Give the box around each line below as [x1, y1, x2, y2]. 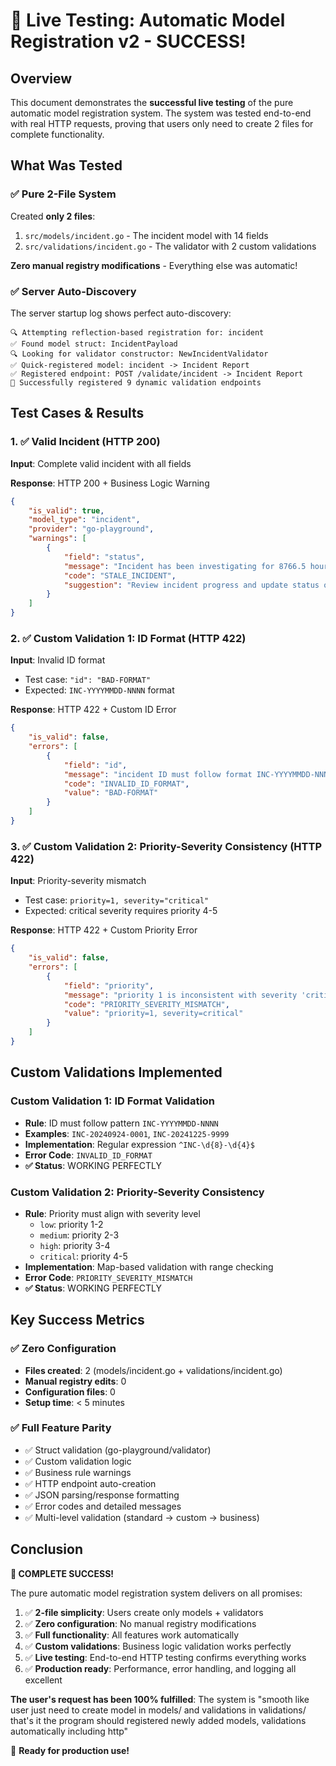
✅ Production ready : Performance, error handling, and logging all [24, 1662, 297, 1674]
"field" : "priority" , [63, 980, 155, 991]
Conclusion [10, 1541, 84, 1558]
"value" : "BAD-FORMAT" [63, 788, 159, 798]
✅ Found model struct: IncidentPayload [10, 339, 178, 349]
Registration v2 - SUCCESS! [10, 30, 247, 53]
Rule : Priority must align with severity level [24, 1207, 201, 1219]
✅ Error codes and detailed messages [24, 1500, 182, 1512]
